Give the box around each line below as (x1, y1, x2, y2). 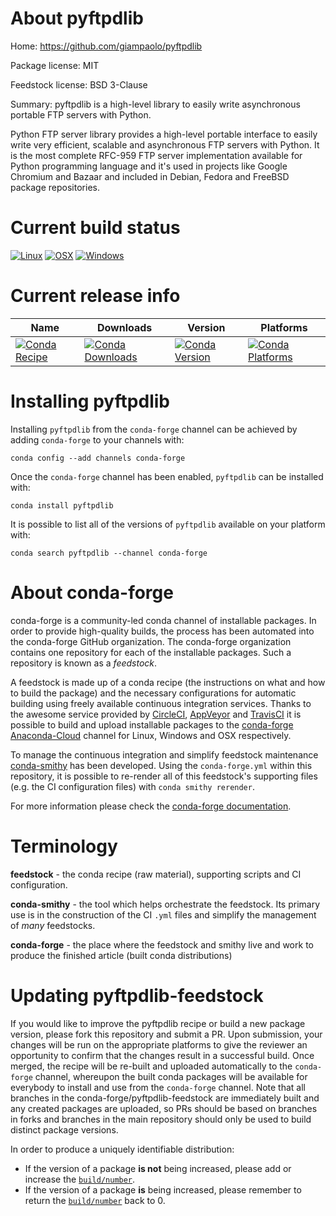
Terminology (10, 835, 118, 857)
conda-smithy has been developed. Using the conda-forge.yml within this (10, 759, 313, 771)
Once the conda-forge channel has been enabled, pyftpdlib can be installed (10, 470, 324, 482)
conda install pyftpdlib (10, 500, 114, 511)
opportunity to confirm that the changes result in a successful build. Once (10, 1049, 315, 1061)
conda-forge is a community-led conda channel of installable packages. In (10, 614, 317, 626)
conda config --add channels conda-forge (10, 453, 186, 463)
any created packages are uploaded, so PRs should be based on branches (10, 1102, 318, 1114)
